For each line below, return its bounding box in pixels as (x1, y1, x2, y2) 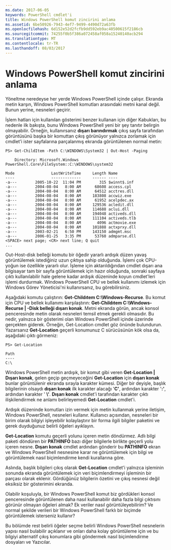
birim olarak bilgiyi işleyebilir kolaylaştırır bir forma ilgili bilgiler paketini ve (5, 417, 160, 423)
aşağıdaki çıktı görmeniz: (5, 332, 58, 339)
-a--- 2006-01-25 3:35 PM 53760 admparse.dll (5, 233, 137, 239)
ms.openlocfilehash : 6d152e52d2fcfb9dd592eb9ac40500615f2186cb (5, 27, 143, 32)
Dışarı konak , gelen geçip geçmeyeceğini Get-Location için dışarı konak (5, 375, 160, 381)
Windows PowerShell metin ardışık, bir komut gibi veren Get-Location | (5, 369, 155, 375)
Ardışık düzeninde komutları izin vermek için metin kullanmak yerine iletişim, (5, 406, 166, 412)
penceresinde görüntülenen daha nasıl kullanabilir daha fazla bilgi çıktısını (5, 496, 161, 502)
